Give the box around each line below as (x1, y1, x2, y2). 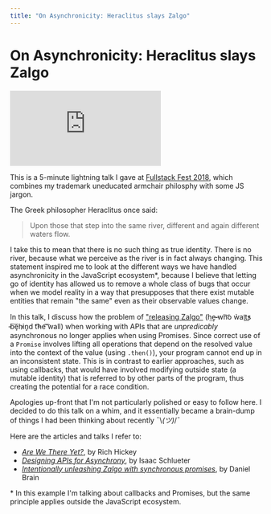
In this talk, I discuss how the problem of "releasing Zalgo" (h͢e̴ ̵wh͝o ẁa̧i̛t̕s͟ (10, 312, 252, 321)
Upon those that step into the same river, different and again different (29, 220, 260, 230)
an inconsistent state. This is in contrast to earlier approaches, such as (10, 356, 244, 365)
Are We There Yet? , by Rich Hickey (21, 447, 137, 456)
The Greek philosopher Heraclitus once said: (10, 205, 158, 214)
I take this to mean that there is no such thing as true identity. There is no (10, 244, 253, 254)
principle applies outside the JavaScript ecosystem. (10, 496, 182, 506)
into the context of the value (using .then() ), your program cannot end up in (10, 347, 263, 357)
